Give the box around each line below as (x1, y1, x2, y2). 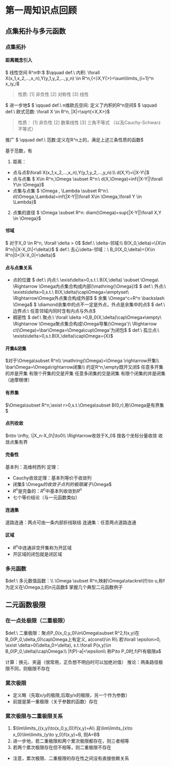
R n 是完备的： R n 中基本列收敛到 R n (12, 487, 82, 494)
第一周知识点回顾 (5, 5, 78, 16)
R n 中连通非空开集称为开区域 (12, 543, 72, 551)
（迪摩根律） (5, 377, 32, 383)
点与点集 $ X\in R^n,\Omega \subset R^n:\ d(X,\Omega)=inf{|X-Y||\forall (12, 175, 163, 182)
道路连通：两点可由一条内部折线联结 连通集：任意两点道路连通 (5, 519, 136, 526)
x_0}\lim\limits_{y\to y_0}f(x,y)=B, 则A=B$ (12, 732, 100, 738)
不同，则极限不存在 (9, 665, 50, 672)
